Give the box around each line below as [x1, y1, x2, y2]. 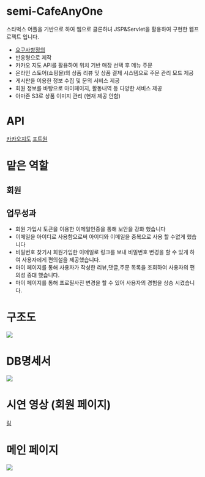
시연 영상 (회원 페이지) [6, 398, 111, 412]
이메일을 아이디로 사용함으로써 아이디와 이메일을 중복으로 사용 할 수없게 [15, 233, 185, 241]
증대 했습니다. [26, 271, 60, 279]
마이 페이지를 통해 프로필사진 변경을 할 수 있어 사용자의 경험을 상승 [15, 279, 174, 287]
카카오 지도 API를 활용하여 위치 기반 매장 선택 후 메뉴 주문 [15, 61, 153, 69]
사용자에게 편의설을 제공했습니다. [21, 256, 101, 263]
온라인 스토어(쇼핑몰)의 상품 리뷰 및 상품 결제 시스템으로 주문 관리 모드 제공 [15, 69, 194, 76]
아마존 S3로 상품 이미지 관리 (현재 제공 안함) [15, 92, 121, 99]
